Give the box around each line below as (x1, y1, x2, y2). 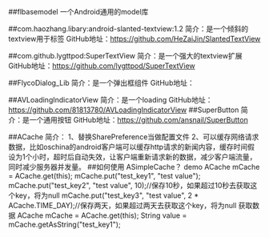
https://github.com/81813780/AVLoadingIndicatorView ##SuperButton (8, 105, 239, 114)
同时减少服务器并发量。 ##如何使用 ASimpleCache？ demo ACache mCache (8, 163, 260, 171)
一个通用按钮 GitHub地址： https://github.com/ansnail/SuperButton (29, 115, 248, 124)
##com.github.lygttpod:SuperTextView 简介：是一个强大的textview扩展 (8, 51, 243, 60)
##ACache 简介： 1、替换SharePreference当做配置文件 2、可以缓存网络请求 (8, 132, 259, 142)
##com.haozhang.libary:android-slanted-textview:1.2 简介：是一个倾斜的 (8, 24, 249, 34)
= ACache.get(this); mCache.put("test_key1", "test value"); (8, 171, 201, 180)
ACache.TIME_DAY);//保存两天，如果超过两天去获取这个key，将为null (8, 201, 237, 210)
